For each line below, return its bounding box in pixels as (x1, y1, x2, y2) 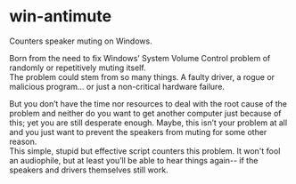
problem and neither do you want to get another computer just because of (9, 108, 283, 118)
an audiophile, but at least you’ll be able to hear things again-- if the (9, 155, 259, 165)
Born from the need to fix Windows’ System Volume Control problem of (9, 52, 271, 63)
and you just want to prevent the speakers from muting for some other (9, 126, 267, 137)
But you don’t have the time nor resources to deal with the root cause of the (9, 98, 288, 108)
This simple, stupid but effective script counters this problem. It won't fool (9, 145, 281, 156)
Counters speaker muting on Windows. (9, 36, 153, 46)
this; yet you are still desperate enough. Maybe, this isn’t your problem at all (9, 117, 288, 128)
